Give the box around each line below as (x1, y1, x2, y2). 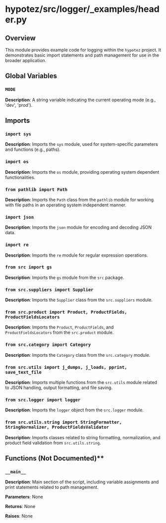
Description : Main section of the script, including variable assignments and (5, 479, 159, 485)
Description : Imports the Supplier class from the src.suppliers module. (5, 297, 153, 303)
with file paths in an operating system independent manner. (5, 202, 126, 208)
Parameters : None (5, 494, 44, 500)
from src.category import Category (5, 342, 91, 348)
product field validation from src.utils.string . (5, 440, 101, 446)
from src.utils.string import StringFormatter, (5, 419, 122, 425)
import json (5, 214, 34, 220)
